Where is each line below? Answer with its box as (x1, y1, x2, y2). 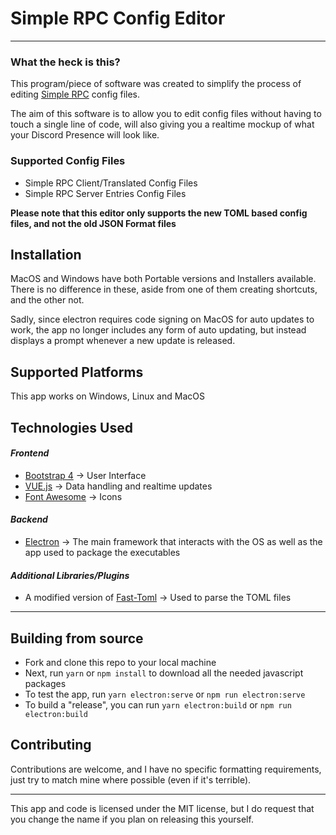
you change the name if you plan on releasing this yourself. (10, 813, 254, 825)
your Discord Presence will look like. (10, 129, 160, 141)
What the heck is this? (10, 55, 121, 69)
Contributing (10, 737, 92, 754)
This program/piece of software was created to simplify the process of (10, 78, 302, 90)
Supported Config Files (10, 154, 126, 168)
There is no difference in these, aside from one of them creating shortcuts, (10, 283, 318, 296)
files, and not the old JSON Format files (10, 217, 177, 229)
